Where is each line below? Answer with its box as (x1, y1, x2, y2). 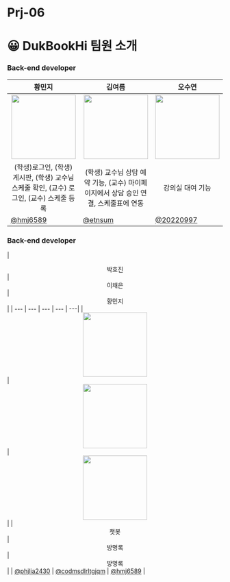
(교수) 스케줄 (27, 193, 67, 203)
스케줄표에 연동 (97, 198, 144, 208)
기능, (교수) (92, 178, 127, 187)
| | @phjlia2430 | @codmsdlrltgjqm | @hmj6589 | (7, 567, 146, 575)
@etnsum (83, 215, 114, 224)
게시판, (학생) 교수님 (12, 173, 75, 182)
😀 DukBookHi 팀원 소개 (7, 38, 138, 54)
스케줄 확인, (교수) (11, 183, 67, 193)
